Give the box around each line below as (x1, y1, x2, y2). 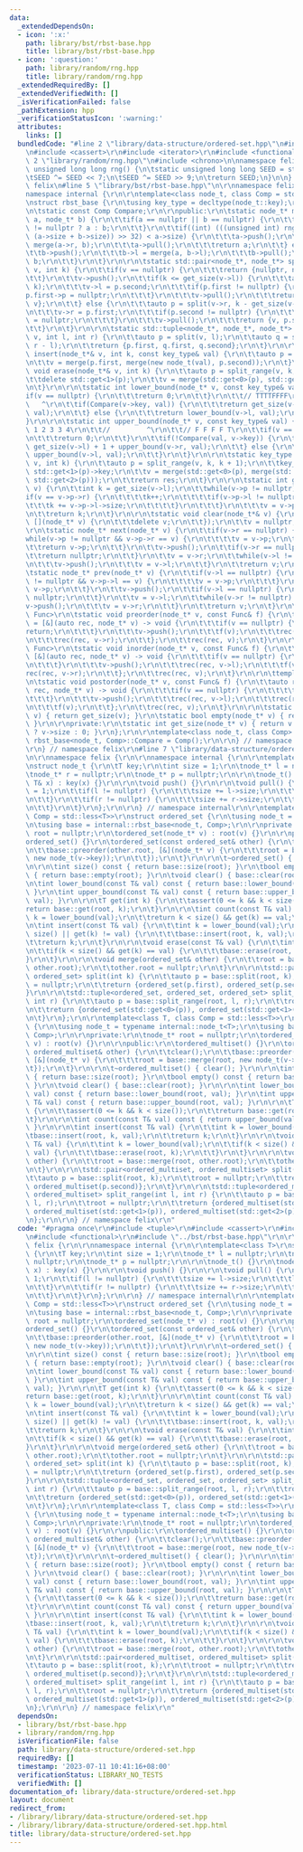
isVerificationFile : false (17, 1737, 119, 1746)
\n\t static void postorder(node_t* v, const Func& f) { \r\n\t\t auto (25, 677, 289, 686)
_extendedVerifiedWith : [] (17, 89, 119, 98)
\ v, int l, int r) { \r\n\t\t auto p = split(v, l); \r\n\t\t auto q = (25, 333, 289, 342)
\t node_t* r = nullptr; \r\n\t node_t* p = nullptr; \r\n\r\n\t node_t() (25, 770, 293, 779)
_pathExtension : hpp (17, 106, 95, 115)
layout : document (9, 1796, 75, 1805)
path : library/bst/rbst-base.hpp (25, 38, 151, 48)
